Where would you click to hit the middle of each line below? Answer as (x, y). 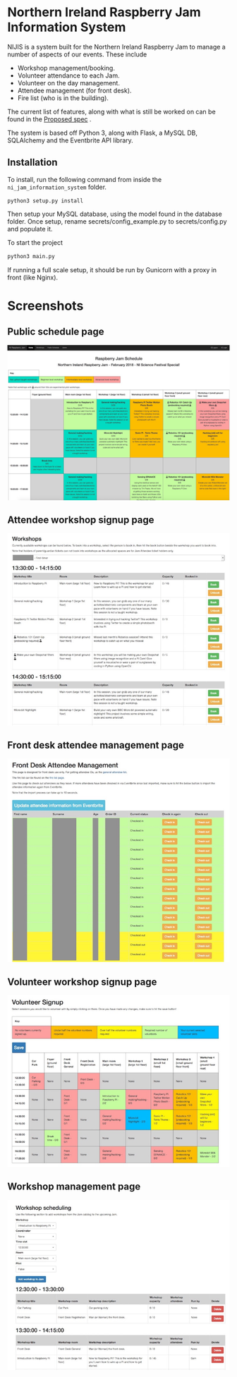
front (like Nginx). (33, 277)
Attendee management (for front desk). (74, 90)
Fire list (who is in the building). (63, 98)
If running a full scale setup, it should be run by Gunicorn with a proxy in (112, 269)
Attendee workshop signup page (81, 520)
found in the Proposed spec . (49, 119)
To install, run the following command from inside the (85, 179)
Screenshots (45, 306)
